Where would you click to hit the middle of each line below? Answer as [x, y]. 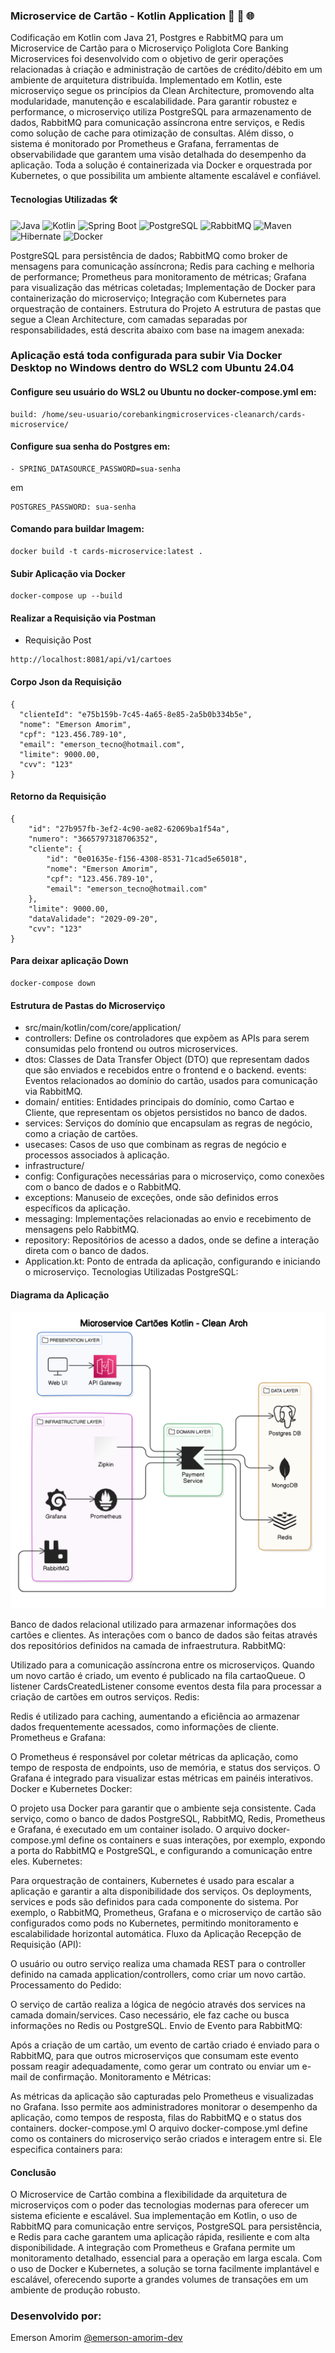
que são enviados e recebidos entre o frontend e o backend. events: [165, 1070]
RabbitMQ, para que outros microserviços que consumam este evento [154, 2055]
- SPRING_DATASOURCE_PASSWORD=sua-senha [96, 469]
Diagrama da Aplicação [60, 1295]
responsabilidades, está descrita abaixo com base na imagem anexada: [157, 330]
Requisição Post [58, 640]
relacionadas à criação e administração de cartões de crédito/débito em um [166, 70]
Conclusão [33, 2172]
